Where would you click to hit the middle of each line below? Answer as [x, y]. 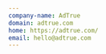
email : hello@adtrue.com [50, 38]
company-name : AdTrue [45, 15]
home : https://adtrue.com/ [53, 30]
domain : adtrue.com [41, 23]
